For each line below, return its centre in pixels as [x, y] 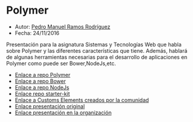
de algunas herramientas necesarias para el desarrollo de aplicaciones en [97, 57]
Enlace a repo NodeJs [42, 87]
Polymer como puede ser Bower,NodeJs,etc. [61, 63]
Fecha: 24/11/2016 [37, 33]
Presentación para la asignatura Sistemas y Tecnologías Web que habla [94, 44]
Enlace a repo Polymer [43, 75]
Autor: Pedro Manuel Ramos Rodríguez [63, 27]
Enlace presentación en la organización [63, 113]
